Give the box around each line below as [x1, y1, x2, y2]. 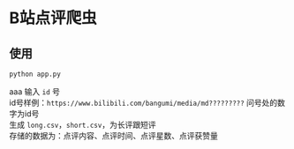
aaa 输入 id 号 [9, 86, 60, 97]
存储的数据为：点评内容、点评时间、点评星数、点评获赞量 [9, 130, 218, 141]
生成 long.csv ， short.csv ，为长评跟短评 [9, 120, 156, 130]
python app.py [9, 70, 62, 78]
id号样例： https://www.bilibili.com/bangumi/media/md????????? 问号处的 [9, 98, 278, 108]
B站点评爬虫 [9, 8, 97, 28]
